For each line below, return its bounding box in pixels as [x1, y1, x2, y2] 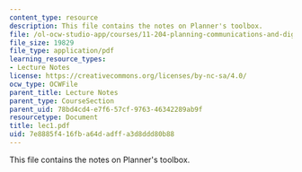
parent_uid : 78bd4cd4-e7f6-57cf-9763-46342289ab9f [9, 105, 203, 114]
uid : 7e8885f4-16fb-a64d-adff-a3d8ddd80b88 [9, 130, 175, 139]
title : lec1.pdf [9, 122, 70, 131]
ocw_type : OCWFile [9, 80, 78, 89]
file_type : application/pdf [9, 47, 115, 56]
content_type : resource [9, 13, 99, 22]
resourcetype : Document [9, 113, 99, 122]
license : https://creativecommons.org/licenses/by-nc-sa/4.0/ [9, 72, 247, 81]
